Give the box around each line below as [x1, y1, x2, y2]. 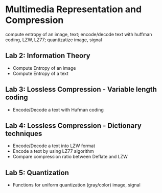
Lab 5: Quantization [5, 168, 69, 177]
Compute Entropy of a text [12, 70, 68, 76]
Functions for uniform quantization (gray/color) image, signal [12, 182, 141, 188]
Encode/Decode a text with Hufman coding [12, 106, 104, 113]
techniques [5, 129, 42, 138]
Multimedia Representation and [5, 4, 142, 15]
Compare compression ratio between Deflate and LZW [12, 154, 128, 160]
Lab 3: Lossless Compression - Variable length [5, 85, 157, 94]
